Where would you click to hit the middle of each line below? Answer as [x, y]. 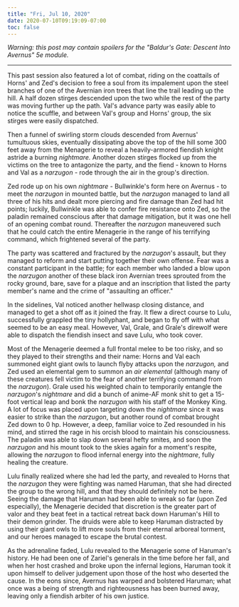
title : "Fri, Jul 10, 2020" [49, 14]
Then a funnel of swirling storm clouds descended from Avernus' [103, 135]
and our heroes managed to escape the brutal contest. [87, 537]
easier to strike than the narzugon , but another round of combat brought [113, 417]
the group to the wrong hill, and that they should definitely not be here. [111, 492]
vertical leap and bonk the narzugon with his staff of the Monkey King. [124, 402]
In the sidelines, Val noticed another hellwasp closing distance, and [106, 305]
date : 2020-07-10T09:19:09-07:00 [57, 21]
